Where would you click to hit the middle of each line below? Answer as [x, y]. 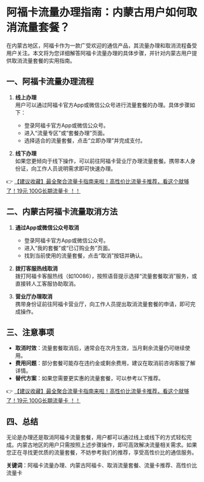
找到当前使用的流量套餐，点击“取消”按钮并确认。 [85, 256]
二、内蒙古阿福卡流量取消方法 [62, 212]
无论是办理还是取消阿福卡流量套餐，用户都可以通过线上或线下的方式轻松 [96, 437]
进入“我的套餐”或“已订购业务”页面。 [69, 248]
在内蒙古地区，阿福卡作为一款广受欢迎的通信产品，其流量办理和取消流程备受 [102, 45]
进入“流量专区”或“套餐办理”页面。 [66, 133]
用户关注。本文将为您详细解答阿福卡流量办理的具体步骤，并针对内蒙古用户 [99, 53]
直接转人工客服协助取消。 [47, 283]
